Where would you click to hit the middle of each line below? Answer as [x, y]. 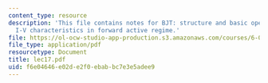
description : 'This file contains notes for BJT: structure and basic [128, 23]
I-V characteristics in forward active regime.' [98, 30]
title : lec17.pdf [37, 60]
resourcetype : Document [48, 52]
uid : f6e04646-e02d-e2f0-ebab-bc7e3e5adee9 [82, 67]
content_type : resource [48, 15]
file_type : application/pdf [55, 45]
